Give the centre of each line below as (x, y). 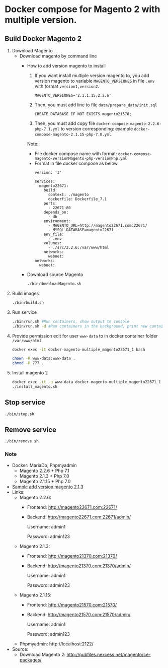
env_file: (54, 234)
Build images (25, 293)
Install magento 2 (30, 373)
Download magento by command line (58, 56)
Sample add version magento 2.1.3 (48, 487)
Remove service (30, 429)
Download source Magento (55, 275)
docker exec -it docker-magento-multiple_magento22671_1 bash (78, 349)
